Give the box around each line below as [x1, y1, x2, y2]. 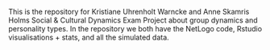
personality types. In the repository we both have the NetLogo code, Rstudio [8, 24, 263, 33]
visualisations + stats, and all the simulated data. [8, 32, 169, 42]
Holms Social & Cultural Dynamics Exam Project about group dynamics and [8, 15, 258, 25]
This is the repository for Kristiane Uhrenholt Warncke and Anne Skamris [8, 7, 250, 16]
